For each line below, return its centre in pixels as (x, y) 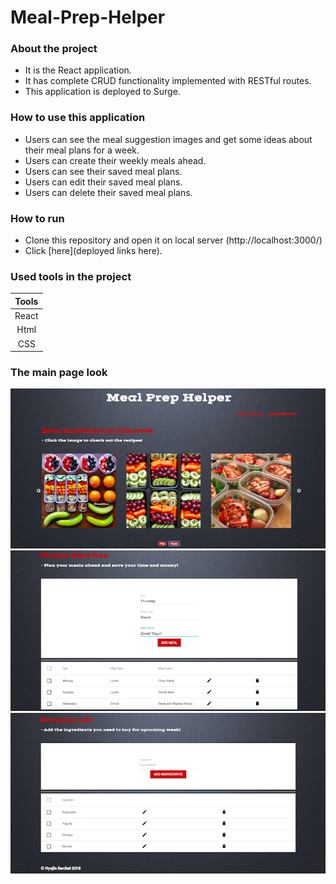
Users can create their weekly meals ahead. (115, 160)
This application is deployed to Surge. (102, 92)
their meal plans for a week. (82, 150)
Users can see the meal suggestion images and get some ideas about (168, 139)
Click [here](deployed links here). (93, 251)
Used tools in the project (71, 276)
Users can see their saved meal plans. (103, 171)
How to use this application (78, 118)
